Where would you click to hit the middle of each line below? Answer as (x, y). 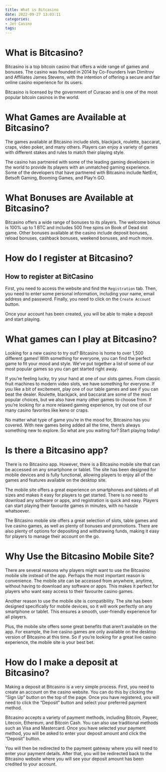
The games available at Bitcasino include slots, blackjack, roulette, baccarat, (83, 142)
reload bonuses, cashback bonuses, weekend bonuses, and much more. (79, 238)
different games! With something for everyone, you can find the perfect (78, 358)
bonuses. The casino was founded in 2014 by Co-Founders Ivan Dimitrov (80, 72)
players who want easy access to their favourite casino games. (69, 591)
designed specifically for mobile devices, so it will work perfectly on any (79, 606)
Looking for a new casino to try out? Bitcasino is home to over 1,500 (74, 353)
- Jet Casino (19, 24)
